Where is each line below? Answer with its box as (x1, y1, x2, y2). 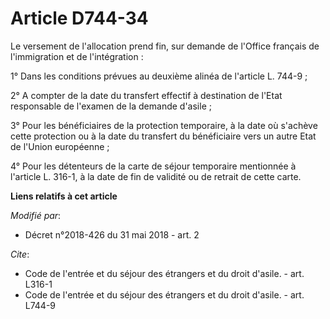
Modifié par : (10, 209, 62, 221)
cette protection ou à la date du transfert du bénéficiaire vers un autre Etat (10, 130, 317, 142)
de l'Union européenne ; (10, 140, 110, 152)
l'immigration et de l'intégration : (10, 50, 144, 62)
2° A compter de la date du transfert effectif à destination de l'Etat (10, 89, 283, 101)
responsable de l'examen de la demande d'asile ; (10, 100, 212, 112)
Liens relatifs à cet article (10, 190, 118, 202)
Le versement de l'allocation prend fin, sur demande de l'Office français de (10, 40, 320, 52)
